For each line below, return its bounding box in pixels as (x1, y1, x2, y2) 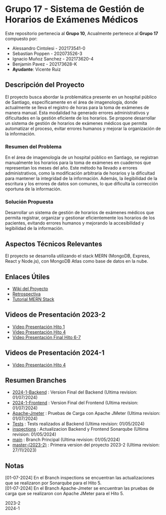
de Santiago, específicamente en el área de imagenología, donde (5, 99, 138, 105)
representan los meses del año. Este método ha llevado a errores (5, 165, 137, 171)
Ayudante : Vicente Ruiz (12, 66, 61, 72)
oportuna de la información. (5, 186, 62, 192)
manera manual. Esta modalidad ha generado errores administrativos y (5, 110, 149, 115)
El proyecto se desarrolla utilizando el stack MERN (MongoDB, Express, (5, 253, 151, 259)
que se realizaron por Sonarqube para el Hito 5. (5, 480, 102, 486)
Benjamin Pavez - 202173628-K (12, 61, 78, 67)
